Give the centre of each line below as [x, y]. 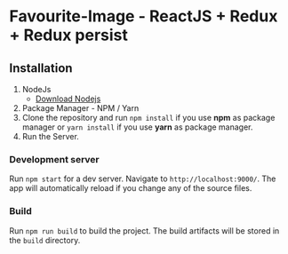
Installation [41, 68]
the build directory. [45, 240]
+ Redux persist [69, 35]
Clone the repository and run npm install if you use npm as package [148, 118]
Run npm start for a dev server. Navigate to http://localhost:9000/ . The [143, 179]
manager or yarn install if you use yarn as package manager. [137, 127]
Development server [54, 159]
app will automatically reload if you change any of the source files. [131, 188]
